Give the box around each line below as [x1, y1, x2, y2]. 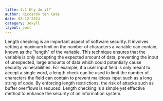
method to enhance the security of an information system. [5, 91, 122, 97]
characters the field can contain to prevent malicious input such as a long [5, 75, 152, 81]
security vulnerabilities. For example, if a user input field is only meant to [5, 64, 151, 71]
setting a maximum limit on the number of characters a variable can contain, [5, 44, 158, 50]
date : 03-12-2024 [5, 16, 40, 21]
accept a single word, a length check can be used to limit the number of [5, 70, 149, 76]
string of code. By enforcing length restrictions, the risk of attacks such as [5, 80, 154, 86]
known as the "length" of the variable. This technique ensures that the [5, 49, 146, 55]
